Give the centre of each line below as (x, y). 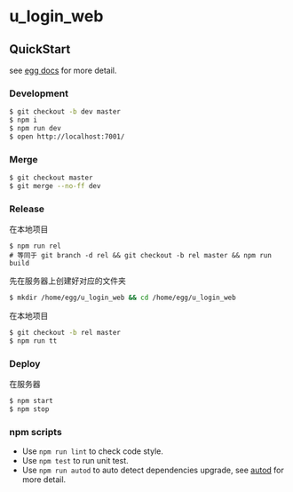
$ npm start (31, 401)
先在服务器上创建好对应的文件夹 (67, 281)
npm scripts (36, 432)
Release (27, 209)
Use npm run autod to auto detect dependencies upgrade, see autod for (153, 470)
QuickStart (40, 49)
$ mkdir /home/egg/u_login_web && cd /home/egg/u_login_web (123, 298)
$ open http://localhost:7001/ (67, 136)
